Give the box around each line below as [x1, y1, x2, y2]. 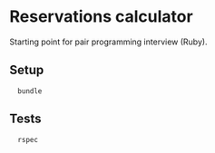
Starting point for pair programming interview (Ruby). [9, 36, 208, 47]
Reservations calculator [9, 6, 193, 27]
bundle [17, 86, 43, 96]
